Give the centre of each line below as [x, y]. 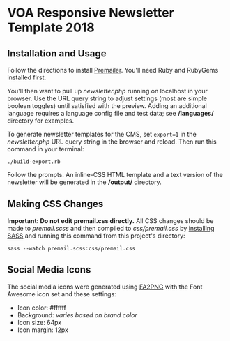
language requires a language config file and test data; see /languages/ [110, 113]
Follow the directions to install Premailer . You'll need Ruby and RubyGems [113, 70]
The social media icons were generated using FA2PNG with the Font [105, 287]
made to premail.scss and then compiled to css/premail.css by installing [111, 228]
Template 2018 [51, 28]
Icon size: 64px [39, 322]
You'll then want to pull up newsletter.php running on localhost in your [107, 91]
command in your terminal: [46, 149]
